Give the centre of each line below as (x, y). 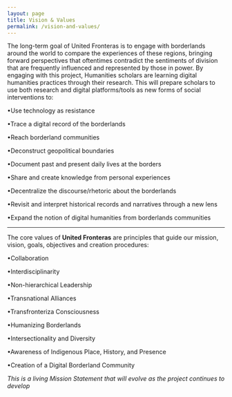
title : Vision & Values (41, 20)
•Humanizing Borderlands (44, 325)
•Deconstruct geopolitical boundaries (61, 151)
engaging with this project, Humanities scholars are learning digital (102, 75)
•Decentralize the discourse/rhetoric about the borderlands (92, 191)
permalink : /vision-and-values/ (54, 26)
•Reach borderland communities (54, 137)
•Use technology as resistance (51, 110)
